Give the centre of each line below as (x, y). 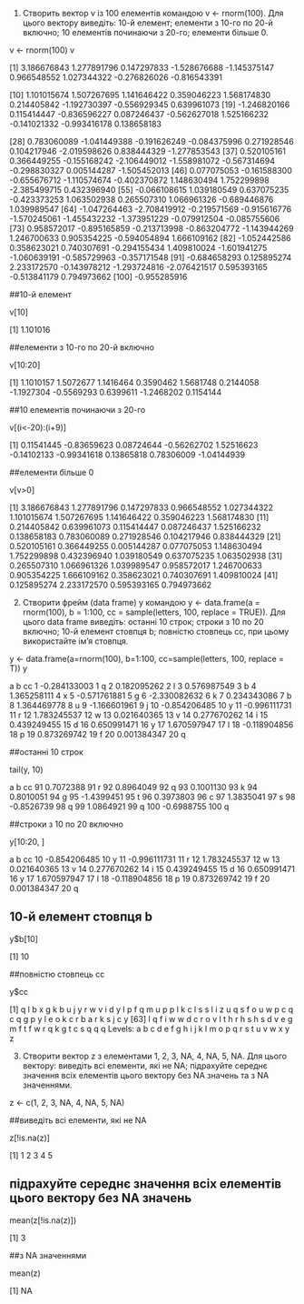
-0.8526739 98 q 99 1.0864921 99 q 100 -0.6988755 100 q (119, 807)
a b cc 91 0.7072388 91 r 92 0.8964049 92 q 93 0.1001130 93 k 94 (133, 787)
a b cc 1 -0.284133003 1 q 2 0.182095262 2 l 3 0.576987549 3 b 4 (133, 686)
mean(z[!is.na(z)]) (43, 1220)
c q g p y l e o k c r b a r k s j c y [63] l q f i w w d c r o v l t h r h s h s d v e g (151, 1018)
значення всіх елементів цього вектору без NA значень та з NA (146, 1075)
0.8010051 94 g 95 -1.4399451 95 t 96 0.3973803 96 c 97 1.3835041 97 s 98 (152, 797)
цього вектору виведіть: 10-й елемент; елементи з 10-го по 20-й (148, 23)
